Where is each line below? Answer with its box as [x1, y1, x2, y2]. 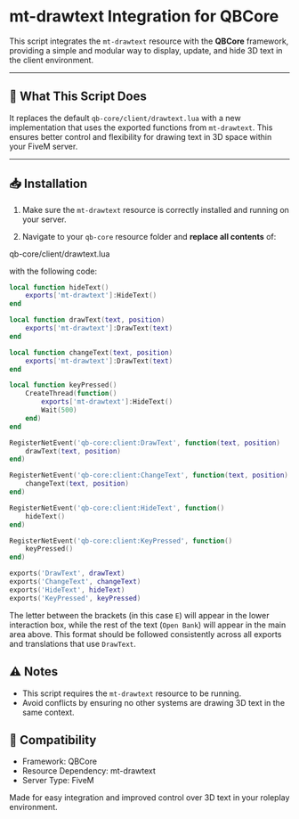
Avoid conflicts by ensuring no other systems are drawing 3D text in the [21, 697, 286, 708]
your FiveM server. [9, 141, 78, 152]
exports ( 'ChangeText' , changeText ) [9, 577, 141, 586]
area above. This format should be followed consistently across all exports [9, 628, 282, 639]
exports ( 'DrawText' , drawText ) [9, 569, 125, 578]
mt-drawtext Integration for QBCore [9, 6, 279, 27]
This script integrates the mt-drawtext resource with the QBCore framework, [9, 36, 289, 46]
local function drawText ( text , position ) [9, 315, 166, 324]
